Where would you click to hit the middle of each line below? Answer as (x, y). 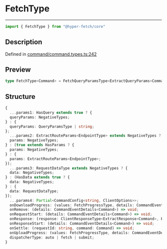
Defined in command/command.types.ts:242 (51, 54)
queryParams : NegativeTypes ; (40, 117)
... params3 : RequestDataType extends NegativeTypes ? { (69, 168)
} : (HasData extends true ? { (38, 177)
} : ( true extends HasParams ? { (40, 145)
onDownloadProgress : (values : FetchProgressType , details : (72, 205)
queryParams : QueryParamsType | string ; (52, 126)
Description (24, 42)
